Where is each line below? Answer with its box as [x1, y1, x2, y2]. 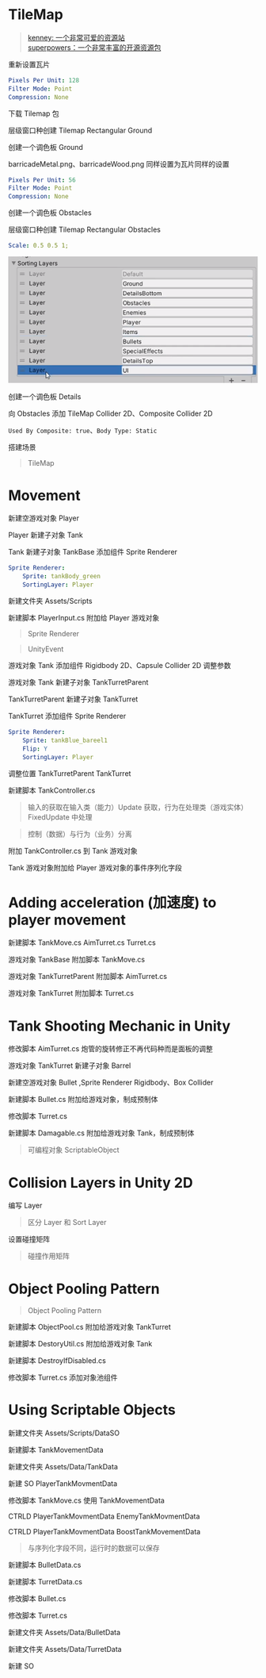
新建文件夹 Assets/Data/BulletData [8, 1628, 121, 1638]
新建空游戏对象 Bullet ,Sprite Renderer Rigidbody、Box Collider [8, 1077, 214, 1088]
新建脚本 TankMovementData [8, 1446, 104, 1455]
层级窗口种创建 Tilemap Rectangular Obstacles [8, 225, 161, 235]
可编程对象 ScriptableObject [27, 1145, 120, 1155]
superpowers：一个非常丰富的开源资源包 [27, 42, 161, 52]
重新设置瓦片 [8, 60, 50, 69]
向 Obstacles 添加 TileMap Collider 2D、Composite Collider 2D [8, 409, 213, 418]
